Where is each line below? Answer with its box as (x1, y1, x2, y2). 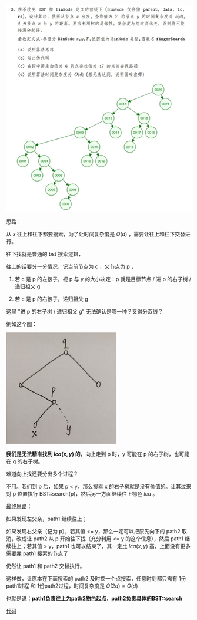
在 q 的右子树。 (6, 458, 44, 465)
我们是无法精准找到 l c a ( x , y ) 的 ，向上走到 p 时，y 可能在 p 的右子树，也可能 (6, 450, 190, 458)
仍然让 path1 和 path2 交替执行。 (6, 562, 85, 570)
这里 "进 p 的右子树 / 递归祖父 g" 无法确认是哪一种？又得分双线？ (6, 308, 163, 315)
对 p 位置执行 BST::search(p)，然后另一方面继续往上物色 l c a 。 (6, 490, 158, 497)
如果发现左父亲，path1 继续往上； (6, 515, 88, 523)
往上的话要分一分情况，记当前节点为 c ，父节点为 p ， (6, 263, 137, 270)
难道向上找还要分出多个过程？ (6, 470, 78, 477)
